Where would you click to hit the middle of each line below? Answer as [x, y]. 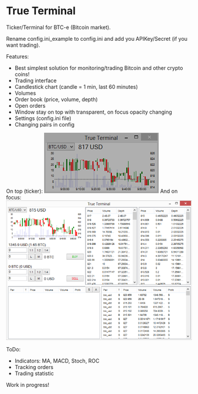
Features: [18, 56]
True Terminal [41, 11]
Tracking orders [34, 367]
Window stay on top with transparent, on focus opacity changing [93, 112]
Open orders [30, 105]
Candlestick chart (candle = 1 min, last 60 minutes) [76, 86]
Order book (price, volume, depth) [56, 99]
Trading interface [36, 80]
